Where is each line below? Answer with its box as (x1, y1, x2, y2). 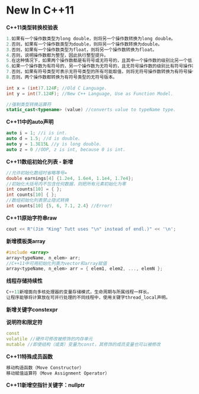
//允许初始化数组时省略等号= (6, 170, 68, 176)
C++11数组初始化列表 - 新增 (6, 158, 73, 165)
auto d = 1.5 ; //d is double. (6, 135, 81, 142)
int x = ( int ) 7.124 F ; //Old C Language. (6, 85, 108, 91)
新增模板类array (6, 237, 46, 244)
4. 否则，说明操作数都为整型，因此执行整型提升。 (6, 52, 108, 58)
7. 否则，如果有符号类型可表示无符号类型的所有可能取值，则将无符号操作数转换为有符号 (6, 69, 188, 75)
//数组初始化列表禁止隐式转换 (6, 198, 69, 204)
